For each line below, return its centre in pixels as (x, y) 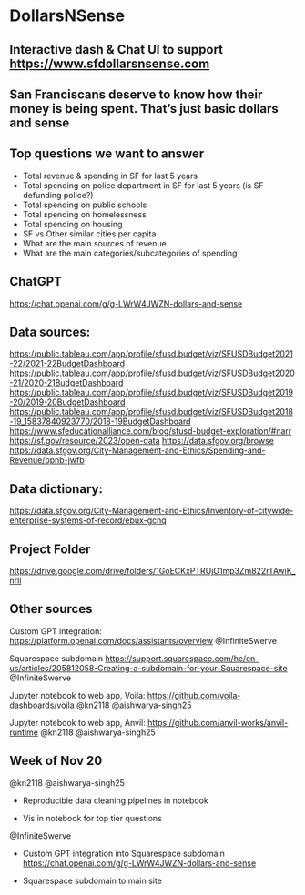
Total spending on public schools (85, 205)
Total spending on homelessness (85, 214)
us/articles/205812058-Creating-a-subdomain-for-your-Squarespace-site (148, 668)
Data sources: (50, 332)
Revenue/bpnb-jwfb (47, 460)
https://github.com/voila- (194, 695)
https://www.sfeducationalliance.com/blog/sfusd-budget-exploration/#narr (151, 431)
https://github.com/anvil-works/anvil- (218, 722)
